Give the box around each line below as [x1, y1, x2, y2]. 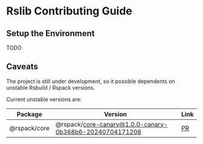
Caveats [6, 61, 38, 72]
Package [16, 110, 42, 118]
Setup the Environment [6, 28, 95, 39]
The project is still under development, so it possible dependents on [6, 77, 175, 85]
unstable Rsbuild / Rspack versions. [6, 84, 95, 91]
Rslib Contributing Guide [6, 4, 133, 18]
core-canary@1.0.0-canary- [82, 120, 168, 128]
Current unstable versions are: [6, 95, 82, 103]
